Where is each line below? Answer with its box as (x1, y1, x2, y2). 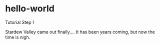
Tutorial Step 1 (5, 19, 34, 25)
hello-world (5, 3, 55, 14)
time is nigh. (5, 34, 30, 40)
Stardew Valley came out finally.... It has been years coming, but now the (5, 29, 155, 35)
